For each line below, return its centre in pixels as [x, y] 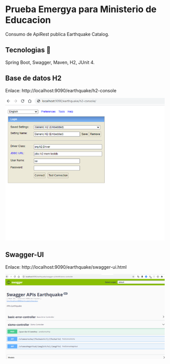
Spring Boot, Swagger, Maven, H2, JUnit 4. [50, 62]
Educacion [28, 20]
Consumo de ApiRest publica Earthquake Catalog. [57, 34]
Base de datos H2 [33, 78]
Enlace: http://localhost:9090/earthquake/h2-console [61, 90]
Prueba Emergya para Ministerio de [81, 9]
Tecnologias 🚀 [28, 50]
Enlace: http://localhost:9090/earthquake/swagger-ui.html [66, 267]
